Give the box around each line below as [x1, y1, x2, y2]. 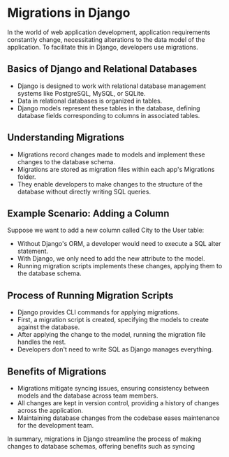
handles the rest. [17, 338, 66, 347]
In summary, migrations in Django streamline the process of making [7, 435, 202, 443]
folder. [17, 173, 36, 181]
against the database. [17, 323, 80, 331]
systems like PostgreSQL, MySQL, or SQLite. [17, 89, 146, 97]
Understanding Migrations [7, 131, 124, 144]
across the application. [17, 407, 84, 414]
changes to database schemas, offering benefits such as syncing [7, 442, 195, 450]
